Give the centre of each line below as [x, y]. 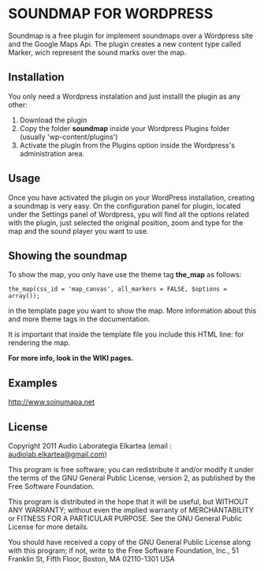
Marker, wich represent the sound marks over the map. [97, 52]
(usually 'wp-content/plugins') [69, 137]
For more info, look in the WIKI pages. [71, 358]
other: [18, 104]
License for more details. [48, 527]
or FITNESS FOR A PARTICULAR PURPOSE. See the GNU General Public [125, 518]
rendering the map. [39, 343]
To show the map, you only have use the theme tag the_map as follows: [125, 275]
